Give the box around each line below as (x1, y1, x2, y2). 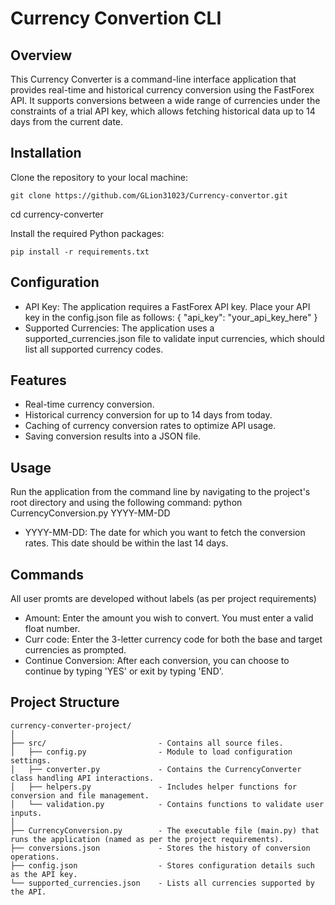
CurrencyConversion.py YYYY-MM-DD (10, 507, 171, 519)
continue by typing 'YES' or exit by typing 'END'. (24, 665, 224, 677)
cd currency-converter (10, 208, 104, 220)
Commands (10, 566, 85, 583)
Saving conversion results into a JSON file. (24, 430, 202, 442)
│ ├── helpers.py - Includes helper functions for (10, 782, 298, 792)
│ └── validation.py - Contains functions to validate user (10, 799, 325, 809)
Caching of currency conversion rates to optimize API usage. (24, 420, 277, 432)
